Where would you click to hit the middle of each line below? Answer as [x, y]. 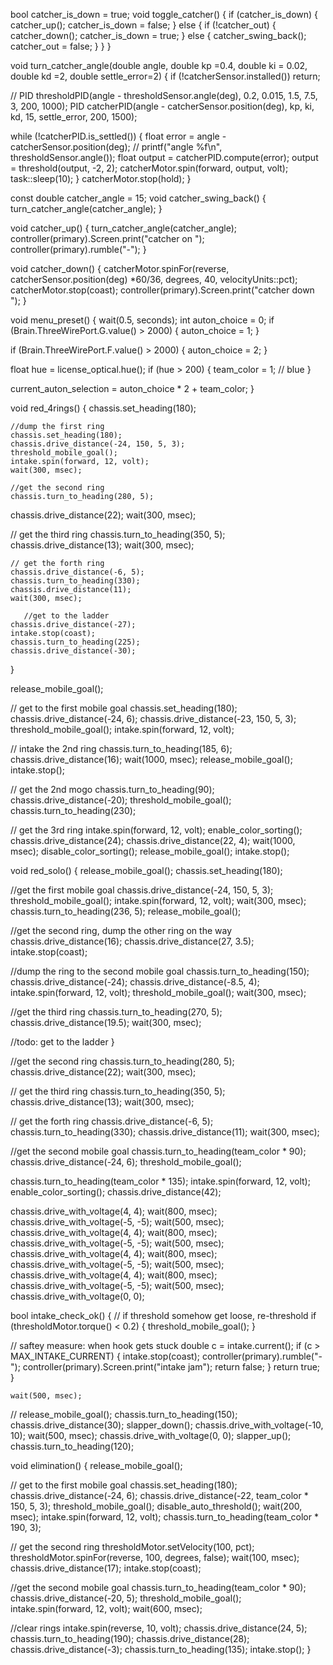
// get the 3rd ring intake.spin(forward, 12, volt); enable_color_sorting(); [156, 830]
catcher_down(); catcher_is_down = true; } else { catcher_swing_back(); [158, 35]
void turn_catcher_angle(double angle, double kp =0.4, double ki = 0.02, [159, 65]
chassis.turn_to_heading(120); [72, 1446]
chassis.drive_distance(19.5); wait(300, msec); [106, 1022]
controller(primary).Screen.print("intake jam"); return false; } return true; [171, 1367]
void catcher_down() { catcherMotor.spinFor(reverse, [120, 268]
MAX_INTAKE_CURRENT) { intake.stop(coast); [105, 1356]
